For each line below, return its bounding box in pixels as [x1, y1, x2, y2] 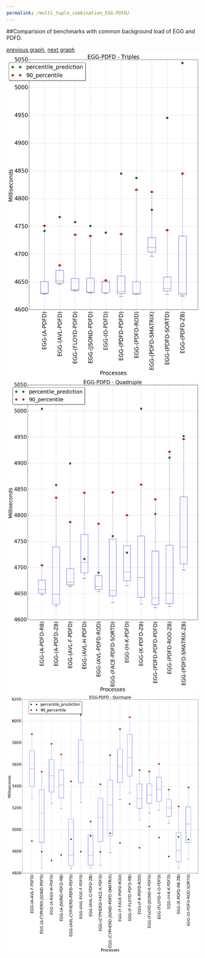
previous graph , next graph [6, 46, 75, 53]
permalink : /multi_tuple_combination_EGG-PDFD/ [6, 10, 130, 16]
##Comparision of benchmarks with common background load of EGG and [6, 28, 195, 35]
